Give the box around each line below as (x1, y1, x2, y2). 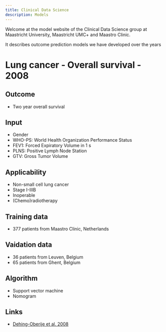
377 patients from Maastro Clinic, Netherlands (12, 225, 109, 231)
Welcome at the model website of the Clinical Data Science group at (5, 26, 147, 32)
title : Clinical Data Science (5, 7, 69, 13)
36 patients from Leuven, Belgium (12, 254, 84, 260)
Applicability (5, 168, 47, 177)
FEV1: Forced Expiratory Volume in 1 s (12, 143, 91, 149)
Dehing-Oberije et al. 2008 (12, 321, 69, 327)
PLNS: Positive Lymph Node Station (12, 148, 87, 154)
